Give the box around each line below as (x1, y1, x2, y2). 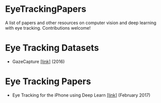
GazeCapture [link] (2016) (12, 58, 65, 65)
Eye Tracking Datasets (5, 42, 99, 54)
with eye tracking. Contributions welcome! (5, 25, 91, 31)
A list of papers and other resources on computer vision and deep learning (5, 20, 157, 26)
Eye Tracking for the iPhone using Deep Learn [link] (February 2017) (12, 92, 151, 98)
